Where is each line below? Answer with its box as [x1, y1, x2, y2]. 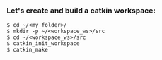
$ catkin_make [6, 47, 49, 54]
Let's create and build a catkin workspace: [6, 6, 156, 16]
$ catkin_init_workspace [6, 40, 80, 47]
